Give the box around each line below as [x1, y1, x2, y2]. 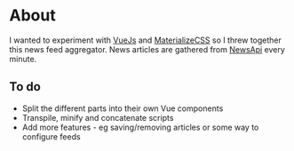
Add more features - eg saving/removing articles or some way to [21, 122, 259, 132]
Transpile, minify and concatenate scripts [21, 112, 174, 123]
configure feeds [21, 131, 82, 142]
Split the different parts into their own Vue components [21, 103, 224, 114]
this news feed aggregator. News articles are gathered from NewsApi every [9, 44, 286, 54]
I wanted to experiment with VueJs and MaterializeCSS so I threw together [9, 35, 282, 45]
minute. [9, 53, 37, 64]
